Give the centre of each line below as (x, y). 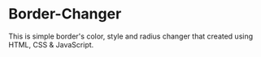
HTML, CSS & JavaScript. (51, 44)
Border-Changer (65, 14)
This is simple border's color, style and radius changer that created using (131, 36)
